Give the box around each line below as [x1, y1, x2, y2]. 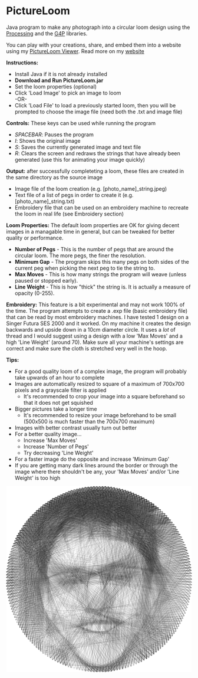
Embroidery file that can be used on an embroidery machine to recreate [14, 204, 189, 211]
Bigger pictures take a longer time [14, 405, 97, 412]
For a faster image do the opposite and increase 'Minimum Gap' [14, 456, 170, 463]
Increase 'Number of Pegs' [23, 443, 90, 450]
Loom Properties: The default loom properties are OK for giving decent [6, 221, 180, 228]
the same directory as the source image [6, 173, 103, 181]
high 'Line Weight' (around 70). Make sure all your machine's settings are [6, 338, 184, 346]
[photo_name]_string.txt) [14, 198, 75, 205]
